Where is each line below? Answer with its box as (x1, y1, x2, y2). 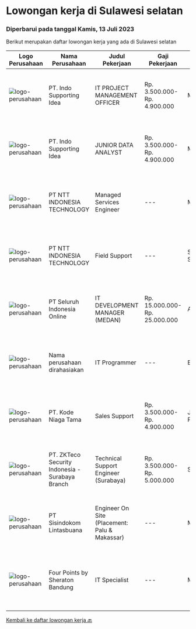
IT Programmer (95, 358, 136, 367)
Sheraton (48, 576, 74, 584)
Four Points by (48, 569, 89, 577)
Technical (95, 454, 122, 463)
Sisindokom (48, 519, 81, 527)
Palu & (95, 526, 113, 534)
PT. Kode (48, 408, 74, 416)
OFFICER (95, 98, 120, 107)
